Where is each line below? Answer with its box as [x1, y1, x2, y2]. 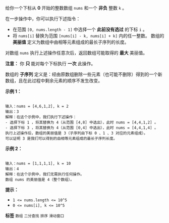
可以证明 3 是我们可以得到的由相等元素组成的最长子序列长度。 [5, 136, 118, 141]
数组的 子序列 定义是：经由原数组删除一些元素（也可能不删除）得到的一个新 [5, 71, 162, 77]
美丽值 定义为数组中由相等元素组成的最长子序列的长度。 [12, 39, 129, 45]
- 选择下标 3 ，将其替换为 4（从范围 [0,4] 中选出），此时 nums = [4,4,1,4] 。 [5, 125, 158, 130]
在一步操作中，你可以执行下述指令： [5, 16, 81, 22]
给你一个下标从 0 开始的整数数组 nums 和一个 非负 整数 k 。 [5, 5, 127, 11]
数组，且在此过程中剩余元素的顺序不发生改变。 [5, 78, 102, 83]
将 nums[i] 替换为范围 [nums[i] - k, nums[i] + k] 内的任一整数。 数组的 [12, 33, 164, 38]
